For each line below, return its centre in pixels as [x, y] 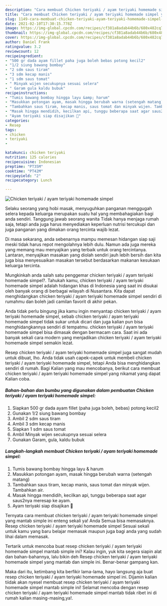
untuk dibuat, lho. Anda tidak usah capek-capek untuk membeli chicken [79, 358]
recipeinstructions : [27, 93]
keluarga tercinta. [23, 266]
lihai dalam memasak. [27, 536]
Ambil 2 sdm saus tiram [36, 419]
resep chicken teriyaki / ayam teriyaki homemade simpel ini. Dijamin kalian [81, 577]
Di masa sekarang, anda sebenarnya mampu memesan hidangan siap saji [80, 239]
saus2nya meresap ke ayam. [42, 501]
